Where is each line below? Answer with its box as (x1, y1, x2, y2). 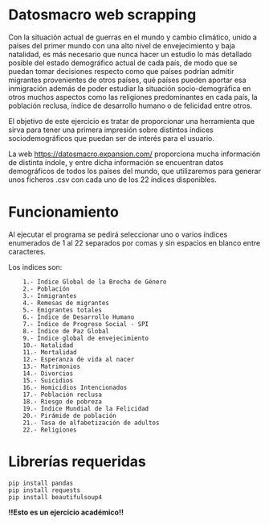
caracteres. (8, 246, 47, 256)
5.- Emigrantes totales (22, 306, 103, 314)
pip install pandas (8, 479, 74, 487)
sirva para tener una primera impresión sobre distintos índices (8, 125, 214, 134)
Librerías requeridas (8, 453, 147, 471)
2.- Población (22, 284, 70, 293)
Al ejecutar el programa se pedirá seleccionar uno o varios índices (8, 229, 228, 239)
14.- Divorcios (22, 369, 74, 378)
